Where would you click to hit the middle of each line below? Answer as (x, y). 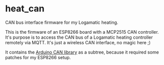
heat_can (25, 9)
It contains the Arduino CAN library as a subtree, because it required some (82, 52)
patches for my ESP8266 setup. (38, 57)
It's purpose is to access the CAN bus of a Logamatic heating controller (79, 37)
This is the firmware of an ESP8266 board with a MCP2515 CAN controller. (82, 32)
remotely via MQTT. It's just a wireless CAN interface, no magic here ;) (78, 42)
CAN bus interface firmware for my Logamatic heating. (62, 22)
